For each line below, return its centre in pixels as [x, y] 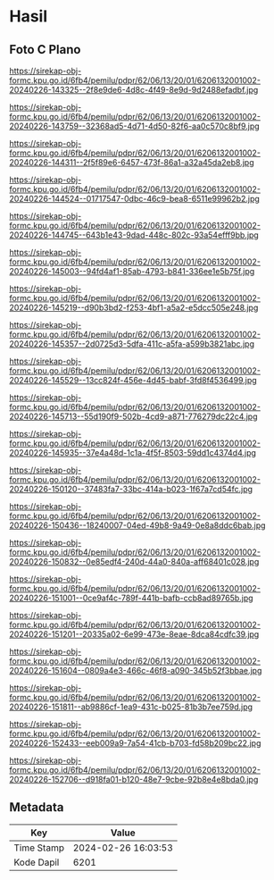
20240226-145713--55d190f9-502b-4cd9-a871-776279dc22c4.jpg [133, 416]
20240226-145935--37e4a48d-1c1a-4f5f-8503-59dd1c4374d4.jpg [133, 453]
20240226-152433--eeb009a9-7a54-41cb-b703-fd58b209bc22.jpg [135, 743]
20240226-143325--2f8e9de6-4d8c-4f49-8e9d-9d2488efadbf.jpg [134, 90]
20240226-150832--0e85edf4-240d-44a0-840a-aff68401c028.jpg [134, 562]
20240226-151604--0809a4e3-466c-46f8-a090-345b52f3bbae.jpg [136, 670]
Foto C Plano [45, 50]
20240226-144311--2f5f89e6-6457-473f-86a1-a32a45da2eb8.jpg [132, 162]
